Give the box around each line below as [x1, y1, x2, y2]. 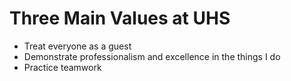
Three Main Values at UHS [9, 7, 231, 30]
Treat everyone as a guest [23, 40, 132, 52]
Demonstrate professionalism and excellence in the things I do [23, 50, 281, 62]
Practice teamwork [23, 61, 102, 73]
